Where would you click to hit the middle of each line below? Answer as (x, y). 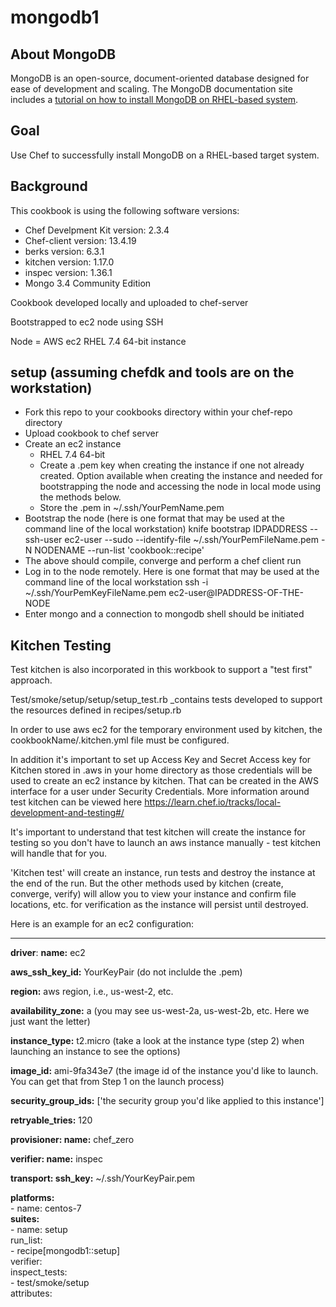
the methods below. (80, 497)
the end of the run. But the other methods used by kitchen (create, (147, 883)
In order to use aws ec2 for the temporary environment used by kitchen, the (166, 730)
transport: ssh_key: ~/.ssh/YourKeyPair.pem (103, 1178)
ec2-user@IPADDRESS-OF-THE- (236, 593)
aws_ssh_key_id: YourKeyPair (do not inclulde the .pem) (126, 972)
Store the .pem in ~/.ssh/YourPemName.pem (132, 508)
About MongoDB (63, 54)
